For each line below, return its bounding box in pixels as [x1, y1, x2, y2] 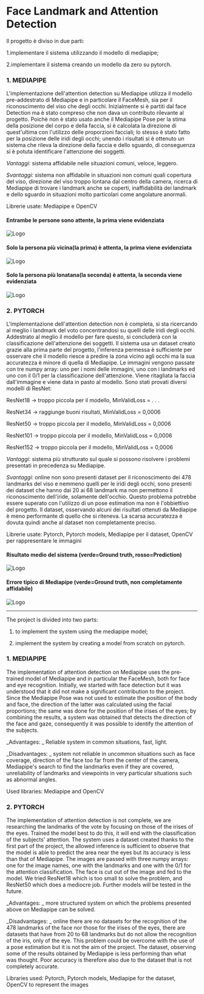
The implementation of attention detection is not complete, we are [6, 817, 171, 824]
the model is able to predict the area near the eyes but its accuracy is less [6, 849, 191, 856]
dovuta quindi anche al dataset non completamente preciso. [6, 519, 157, 526]
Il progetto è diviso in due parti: [6, 37, 84, 44]
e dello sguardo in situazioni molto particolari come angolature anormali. [6, 191, 187, 198]
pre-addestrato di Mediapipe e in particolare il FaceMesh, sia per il [6, 96, 173, 104]
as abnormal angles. [6, 776, 57, 783]
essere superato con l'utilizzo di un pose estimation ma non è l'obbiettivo [6, 499, 189, 507]
